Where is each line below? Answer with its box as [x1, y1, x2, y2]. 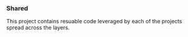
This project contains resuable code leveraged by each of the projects [6, 18, 183, 25]
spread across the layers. [6, 24, 70, 31]
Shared [6, 4, 29, 13]
